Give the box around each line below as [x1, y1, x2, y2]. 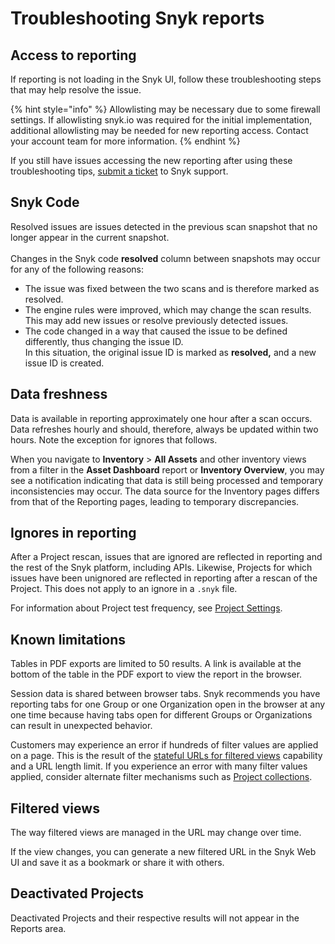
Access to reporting [10, 47, 137, 64]
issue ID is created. [24, 357, 105, 369]
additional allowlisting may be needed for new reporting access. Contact [10, 125, 309, 136]
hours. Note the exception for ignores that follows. [10, 433, 218, 446]
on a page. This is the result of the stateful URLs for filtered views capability [10, 750, 323, 762]
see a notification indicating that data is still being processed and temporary [10, 474, 324, 486]
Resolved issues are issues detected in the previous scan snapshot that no [10, 220, 318, 232]
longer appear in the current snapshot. [10, 231, 170, 243]
